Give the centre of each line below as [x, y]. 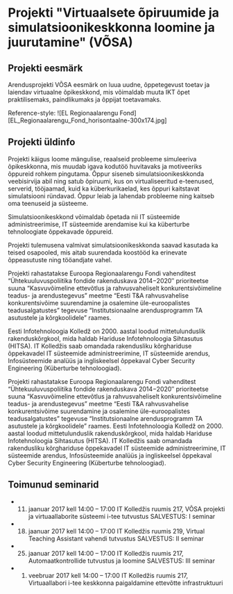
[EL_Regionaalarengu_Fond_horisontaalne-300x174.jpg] [87, 120]
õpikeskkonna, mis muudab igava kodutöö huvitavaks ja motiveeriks [105, 166]
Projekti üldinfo [42, 142]
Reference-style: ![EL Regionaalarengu [63, 113]
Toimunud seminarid [53, 485]
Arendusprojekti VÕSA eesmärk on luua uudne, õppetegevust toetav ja [109, 85]
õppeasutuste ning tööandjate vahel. [60, 259]
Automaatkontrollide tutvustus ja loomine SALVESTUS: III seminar [122, 561]
